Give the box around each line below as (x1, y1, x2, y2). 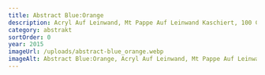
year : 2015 (8, 41, 44, 48)
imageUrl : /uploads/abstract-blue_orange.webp (8, 48, 164, 55)
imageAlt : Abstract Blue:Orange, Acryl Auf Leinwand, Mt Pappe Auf (8, 55, 235, 63)
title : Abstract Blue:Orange (8, 11, 104, 20)
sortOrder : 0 (8, 33, 51, 41)
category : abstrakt (8, 26, 73, 34)
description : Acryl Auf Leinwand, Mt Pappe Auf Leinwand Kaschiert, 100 (8, 19, 252, 27)
